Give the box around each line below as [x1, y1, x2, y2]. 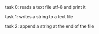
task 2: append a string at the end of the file [5, 23, 95, 29]
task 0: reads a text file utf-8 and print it [5, 4, 86, 10]
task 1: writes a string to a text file [5, 14, 73, 19]
